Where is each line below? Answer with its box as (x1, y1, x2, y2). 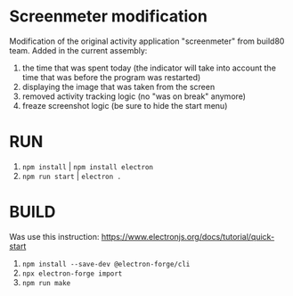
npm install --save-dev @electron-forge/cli (21, 259, 191, 268)
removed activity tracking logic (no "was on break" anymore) (21, 91, 247, 102)
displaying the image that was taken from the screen (21, 81, 216, 92)
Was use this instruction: (9, 231, 100, 242)
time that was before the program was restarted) (21, 71, 201, 82)
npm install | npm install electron (21, 160, 154, 171)
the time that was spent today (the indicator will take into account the (21, 62, 276, 73)
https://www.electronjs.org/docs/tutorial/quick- (101, 231, 275, 242)
